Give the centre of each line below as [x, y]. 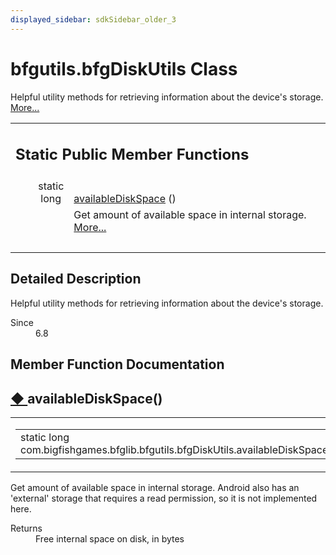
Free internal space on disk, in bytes [110, 539]
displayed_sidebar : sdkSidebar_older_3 [93, 19]
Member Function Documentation [117, 364]
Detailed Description [76, 279]
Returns [26, 528]
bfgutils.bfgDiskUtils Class [124, 68]
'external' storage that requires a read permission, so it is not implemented [164, 498]
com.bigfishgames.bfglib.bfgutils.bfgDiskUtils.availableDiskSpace [174, 450]
